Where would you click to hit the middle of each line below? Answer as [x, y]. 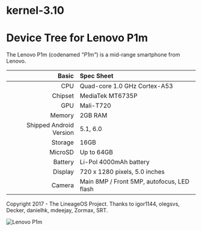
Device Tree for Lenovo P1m [77, 38]
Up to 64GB [96, 152]
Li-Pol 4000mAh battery [115, 162]
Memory [62, 115]
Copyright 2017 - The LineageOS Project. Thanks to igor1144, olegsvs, [93, 204]
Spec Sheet [96, 76]
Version [63, 133]
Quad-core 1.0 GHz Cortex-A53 [126, 86]
